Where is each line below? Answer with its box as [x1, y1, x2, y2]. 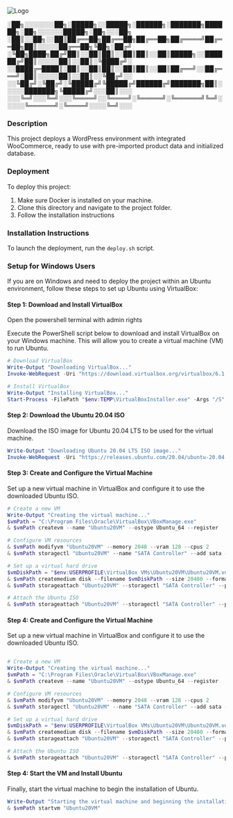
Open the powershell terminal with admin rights [7, 316, 143, 324]
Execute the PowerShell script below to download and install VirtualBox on [7, 329, 220, 337]
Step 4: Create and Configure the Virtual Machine [7, 616, 153, 624]
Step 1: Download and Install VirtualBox [7, 300, 123, 309]
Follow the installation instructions [17, 211, 115, 219]
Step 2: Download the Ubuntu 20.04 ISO [7, 411, 125, 419]
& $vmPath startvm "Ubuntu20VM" [7, 804, 101, 812]
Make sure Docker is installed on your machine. [17, 195, 153, 205]
